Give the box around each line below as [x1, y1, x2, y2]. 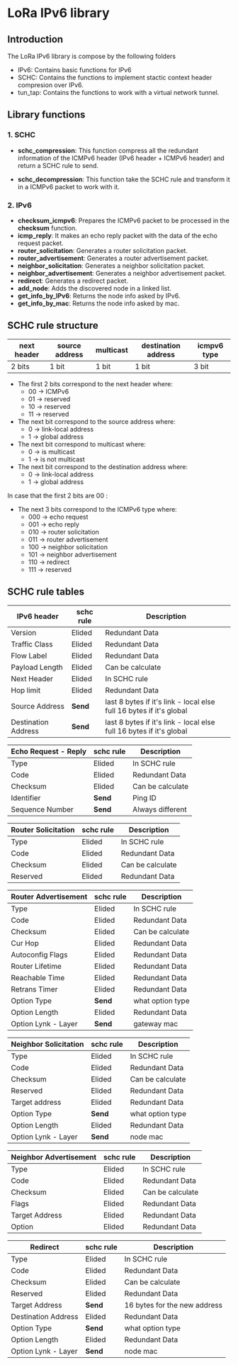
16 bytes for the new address [124, 1300, 223, 1310]
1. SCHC [7, 130, 36, 140]
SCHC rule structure [7, 320, 99, 332]
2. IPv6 [7, 200, 32, 210]
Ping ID [132, 792, 157, 802]
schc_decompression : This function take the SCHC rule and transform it [17, 175, 230, 184]
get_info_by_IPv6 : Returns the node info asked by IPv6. [17, 291, 181, 300]
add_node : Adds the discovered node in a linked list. [17, 283, 172, 292]
